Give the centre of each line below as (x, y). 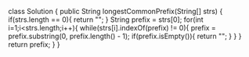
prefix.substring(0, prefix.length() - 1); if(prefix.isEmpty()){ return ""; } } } (125, 36)
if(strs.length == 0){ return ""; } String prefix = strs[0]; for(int (106, 20)
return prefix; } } (34, 45)
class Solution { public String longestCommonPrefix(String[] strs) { (115, 11)
